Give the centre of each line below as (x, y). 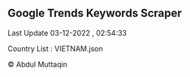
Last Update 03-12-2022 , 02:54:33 (67, 32)
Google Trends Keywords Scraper (95, 13)
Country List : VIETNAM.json (55, 49)
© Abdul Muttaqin (38, 64)
